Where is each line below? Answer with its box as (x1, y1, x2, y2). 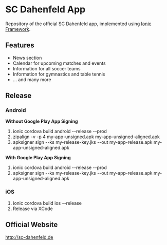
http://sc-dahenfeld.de (5, 234, 53, 240)
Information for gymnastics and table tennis (12, 71, 105, 77)
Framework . (5, 26, 31, 32)
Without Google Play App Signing (5, 118, 78, 124)
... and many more (12, 76, 51, 83)
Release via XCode (12, 205, 53, 212)
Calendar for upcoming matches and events (12, 60, 106, 66)
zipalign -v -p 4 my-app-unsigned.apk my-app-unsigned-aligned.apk (12, 134, 160, 140)
